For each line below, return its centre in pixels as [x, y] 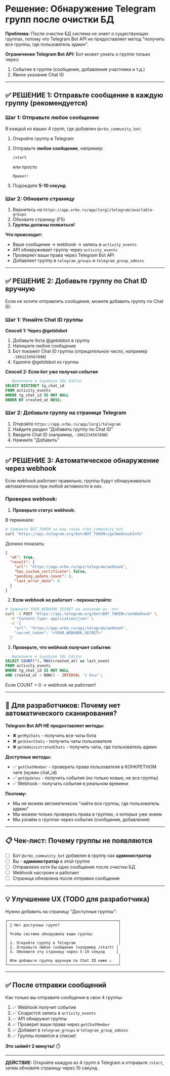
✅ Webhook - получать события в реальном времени [70, 783]
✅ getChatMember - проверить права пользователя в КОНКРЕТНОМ [84, 767]
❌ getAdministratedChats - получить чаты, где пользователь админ [85, 747]
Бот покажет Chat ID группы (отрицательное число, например [80, 351]
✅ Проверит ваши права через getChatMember [61, 1024]
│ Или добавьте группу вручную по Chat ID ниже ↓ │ [63, 960]
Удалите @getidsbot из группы [46, 362]
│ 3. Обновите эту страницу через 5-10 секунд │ [62, 952]
